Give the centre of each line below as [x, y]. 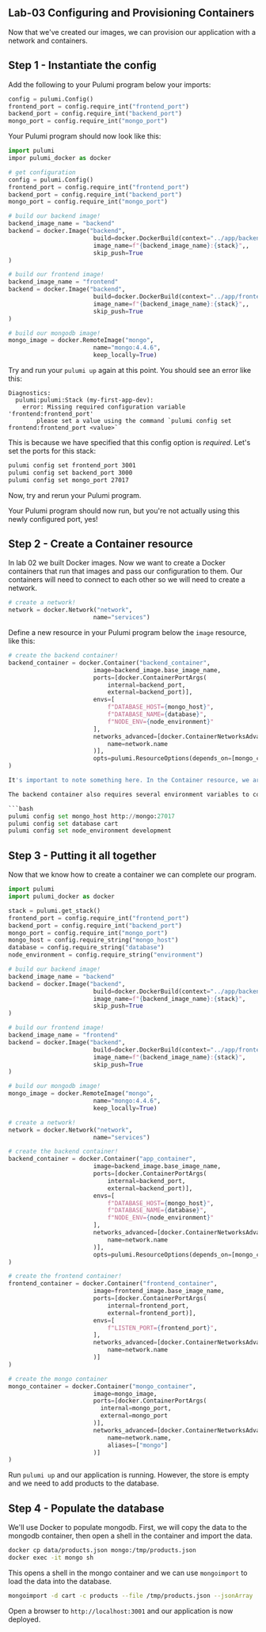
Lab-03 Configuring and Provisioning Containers [131, 13]
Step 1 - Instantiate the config [82, 65]
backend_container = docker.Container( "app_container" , [102, 1159]
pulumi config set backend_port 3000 [70, 473]
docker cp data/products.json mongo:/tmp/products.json [102, 1550]
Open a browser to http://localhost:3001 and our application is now [121, 1611]
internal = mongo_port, [136, 1409]
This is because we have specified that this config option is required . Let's [129, 442]
